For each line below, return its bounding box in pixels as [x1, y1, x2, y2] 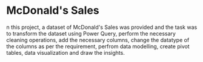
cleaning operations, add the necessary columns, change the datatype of [6, 36, 190, 43]
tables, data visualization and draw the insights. [6, 49, 125, 56]
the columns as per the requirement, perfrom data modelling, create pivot [6, 43, 190, 50]
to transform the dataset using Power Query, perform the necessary [6, 29, 176, 37]
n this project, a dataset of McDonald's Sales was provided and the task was [6, 23, 198, 31]
